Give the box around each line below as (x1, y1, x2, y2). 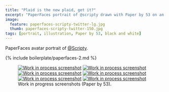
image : (5, 17, 19, 22)
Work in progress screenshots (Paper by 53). (18, 81, 112, 87)
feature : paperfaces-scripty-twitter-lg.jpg (10, 21, 105, 27)
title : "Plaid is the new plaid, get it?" (5, 7, 96, 13)
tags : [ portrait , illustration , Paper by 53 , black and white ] (5, 31, 142, 36)
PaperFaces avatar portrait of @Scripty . (5, 45, 88, 51)
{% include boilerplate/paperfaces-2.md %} (5, 55, 97, 61)
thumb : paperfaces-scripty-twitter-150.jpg (10, 26, 103, 32)
